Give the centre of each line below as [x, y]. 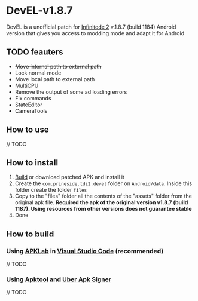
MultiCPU [27, 85]
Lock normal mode [38, 73]
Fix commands [33, 98]
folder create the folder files [51, 190]
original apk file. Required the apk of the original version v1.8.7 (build [101, 202]
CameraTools [31, 110]
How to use [28, 130]
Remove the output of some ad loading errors [71, 92]
